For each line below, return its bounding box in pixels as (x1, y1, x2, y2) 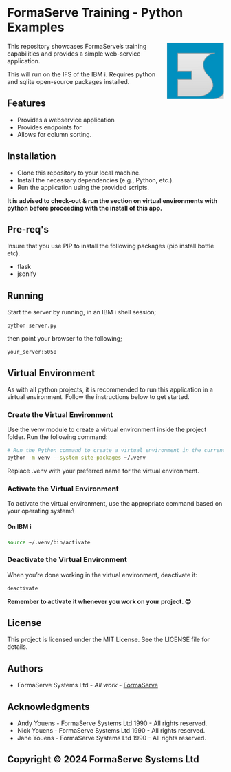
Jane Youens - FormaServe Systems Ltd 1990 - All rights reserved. (16, 734, 206, 742)
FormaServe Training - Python (7, 5, 184, 21)
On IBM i (7, 522, 32, 530)
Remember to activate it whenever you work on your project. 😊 (7, 597, 192, 605)
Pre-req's (7, 224, 49, 235)
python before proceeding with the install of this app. (7, 204, 163, 212)
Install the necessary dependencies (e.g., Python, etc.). (16, 175, 174, 184)
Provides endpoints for (16, 122, 82, 131)
